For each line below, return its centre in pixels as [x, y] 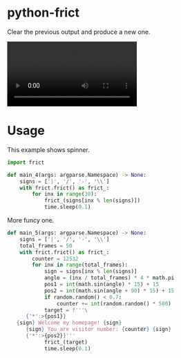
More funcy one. [31, 220]
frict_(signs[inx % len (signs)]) [92, 201]
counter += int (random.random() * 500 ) [114, 303]
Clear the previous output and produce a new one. [79, 32]
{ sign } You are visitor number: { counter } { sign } [98, 330]
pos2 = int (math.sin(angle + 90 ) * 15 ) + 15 [109, 291]
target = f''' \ [66, 310]
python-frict [43, 13]
